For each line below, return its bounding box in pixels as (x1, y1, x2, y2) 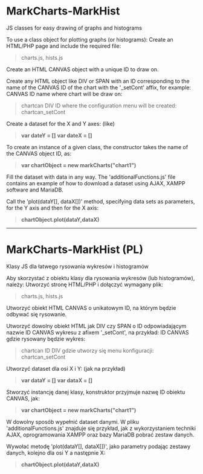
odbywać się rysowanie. (6, 310, 67, 318)
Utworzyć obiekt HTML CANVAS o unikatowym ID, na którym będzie (6, 304, 176, 312)
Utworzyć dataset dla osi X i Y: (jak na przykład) (6, 365, 126, 372)
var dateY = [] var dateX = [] (21, 132, 92, 139)
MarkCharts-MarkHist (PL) (6, 243, 144, 257)
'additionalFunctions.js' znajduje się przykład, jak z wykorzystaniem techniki (6, 424, 196, 432)
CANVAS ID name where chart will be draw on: (6, 90, 123, 97)
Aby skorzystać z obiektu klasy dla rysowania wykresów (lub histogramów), (6, 274, 195, 281)
